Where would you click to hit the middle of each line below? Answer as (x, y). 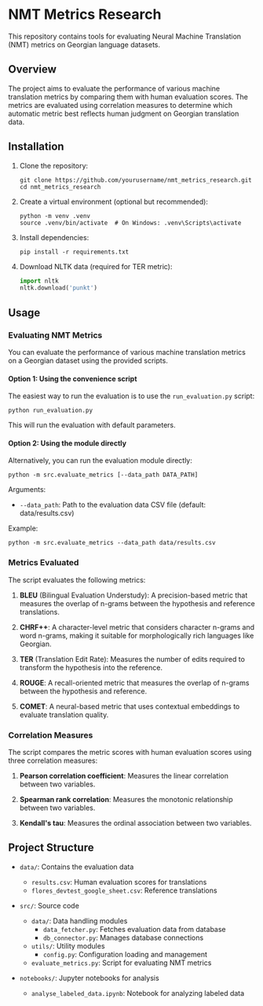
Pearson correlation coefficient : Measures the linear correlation (124, 776)
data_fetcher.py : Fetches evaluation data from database (134, 929)
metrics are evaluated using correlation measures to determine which (121, 105)
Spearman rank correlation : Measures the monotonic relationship (126, 799)
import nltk (39, 281)
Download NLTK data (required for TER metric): (96, 266)
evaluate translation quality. (64, 715)
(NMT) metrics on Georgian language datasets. (84, 44)
